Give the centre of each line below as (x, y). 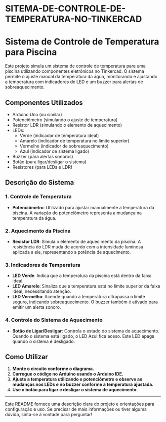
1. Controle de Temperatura (38, 197)
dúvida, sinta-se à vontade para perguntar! (49, 415)
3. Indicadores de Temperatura (43, 265)
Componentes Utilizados (44, 103)
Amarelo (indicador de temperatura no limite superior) (75, 141)
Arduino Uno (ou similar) (37, 114)
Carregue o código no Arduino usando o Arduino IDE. (68, 374)
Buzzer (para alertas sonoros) (42, 156)
